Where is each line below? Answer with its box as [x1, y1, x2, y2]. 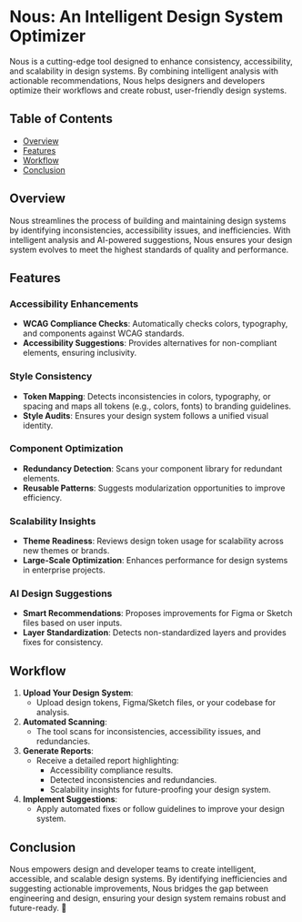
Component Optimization [9, 442, 124, 455]
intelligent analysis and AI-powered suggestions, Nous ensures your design [9, 234, 293, 245]
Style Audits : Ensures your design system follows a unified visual [22, 410, 269, 420]
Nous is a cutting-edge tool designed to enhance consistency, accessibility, [9, 56, 293, 66]
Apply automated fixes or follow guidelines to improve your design [35, 804, 285, 815]
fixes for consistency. [22, 637, 104, 648]
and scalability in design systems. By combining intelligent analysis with [9, 66, 279, 76]
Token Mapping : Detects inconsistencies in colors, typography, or [22, 390, 271, 401]
